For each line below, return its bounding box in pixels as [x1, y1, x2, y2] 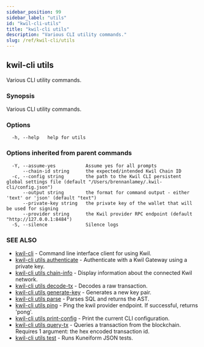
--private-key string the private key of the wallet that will [22, 200, 192, 206]
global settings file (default [6, 179, 86, 185]
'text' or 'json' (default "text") [6, 195, 97, 201]
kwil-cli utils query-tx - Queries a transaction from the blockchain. [15, 321, 181, 328]
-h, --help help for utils [12, 135, 86, 141]
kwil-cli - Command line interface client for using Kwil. [15, 250, 151, 257]
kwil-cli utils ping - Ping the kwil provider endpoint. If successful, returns [15, 302, 199, 309]
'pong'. [15, 308, 33, 315]
